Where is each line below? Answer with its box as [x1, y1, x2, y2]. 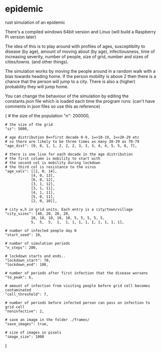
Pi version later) [5, 34, 36, 40]
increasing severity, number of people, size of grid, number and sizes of [5, 53, 149, 59]
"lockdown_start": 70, [5, 258, 51, 263]
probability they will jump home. [5, 83, 69, 89]
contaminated [5, 288, 31, 292]
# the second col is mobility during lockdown [5, 160, 101, 165]
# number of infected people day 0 [5, 228, 77, 233]
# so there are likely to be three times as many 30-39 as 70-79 [5, 139, 139, 144]
